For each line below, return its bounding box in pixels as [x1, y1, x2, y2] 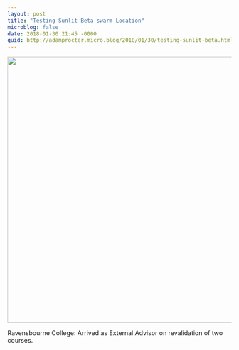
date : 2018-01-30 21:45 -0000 [7, 30, 97, 38]
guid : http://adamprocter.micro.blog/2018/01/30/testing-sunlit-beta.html [7, 37, 234, 44]
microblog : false [7, 23, 59, 31]
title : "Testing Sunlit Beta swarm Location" [7, 17, 144, 24]
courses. [7, 337, 33, 345]
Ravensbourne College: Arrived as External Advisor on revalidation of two [7, 329, 223, 337]
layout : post [7, 10, 46, 18]
